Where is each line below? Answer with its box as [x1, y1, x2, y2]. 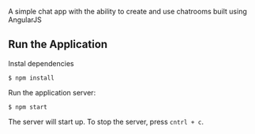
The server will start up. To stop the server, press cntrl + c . [8, 117, 204, 126]
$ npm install [8, 74, 55, 82]
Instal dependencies [8, 58, 74, 68]
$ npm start [8, 102, 47, 111]
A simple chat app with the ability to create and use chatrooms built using [8, 7, 247, 16]
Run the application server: [8, 87, 96, 97]
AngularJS [8, 15, 42, 24]
